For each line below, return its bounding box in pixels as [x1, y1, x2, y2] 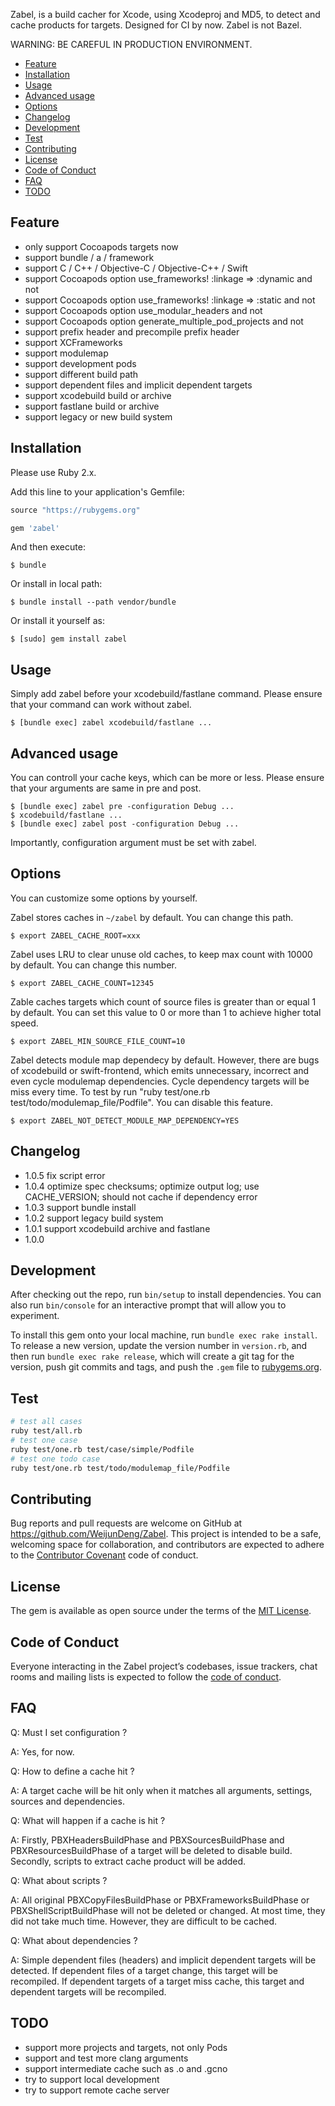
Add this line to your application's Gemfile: [10, 485, 185, 498]
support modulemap [24, 347, 109, 359]
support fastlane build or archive [24, 400, 160, 412]
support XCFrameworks [24, 336, 123, 348]
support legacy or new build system [24, 410, 173, 423]
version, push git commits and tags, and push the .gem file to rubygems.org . [10, 1361, 323, 1373]
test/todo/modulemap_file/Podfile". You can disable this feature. [10, 1096, 273, 1108]
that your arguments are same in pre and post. [10, 782, 202, 794]
